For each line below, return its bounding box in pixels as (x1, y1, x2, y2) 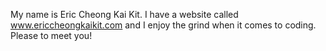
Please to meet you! (10, 30, 93, 41)
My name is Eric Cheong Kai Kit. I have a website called (10, 9, 239, 20)
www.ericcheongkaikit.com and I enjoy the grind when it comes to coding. (10, 19, 317, 31)
